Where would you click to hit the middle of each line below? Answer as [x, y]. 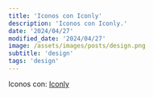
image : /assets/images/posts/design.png [77, 46]
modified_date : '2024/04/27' [57, 38]
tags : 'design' [34, 61]
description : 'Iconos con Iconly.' [68, 23]
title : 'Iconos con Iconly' [56, 16]
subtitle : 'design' [41, 53]
